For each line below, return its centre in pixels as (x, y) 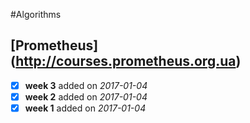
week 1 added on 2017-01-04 (85, 108)
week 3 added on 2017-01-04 (86, 85)
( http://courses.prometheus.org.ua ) (126, 61)
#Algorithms (36, 14)
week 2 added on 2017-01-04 (86, 96)
